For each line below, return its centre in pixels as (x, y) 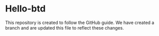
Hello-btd (26, 9)
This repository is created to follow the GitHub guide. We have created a (80, 22)
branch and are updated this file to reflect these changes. (65, 27)
